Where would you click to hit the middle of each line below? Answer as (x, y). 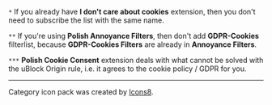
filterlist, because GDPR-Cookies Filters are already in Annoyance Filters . (133, 44)
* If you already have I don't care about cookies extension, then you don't (132, 12)
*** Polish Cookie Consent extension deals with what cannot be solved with (136, 60)
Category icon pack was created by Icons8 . (81, 92)
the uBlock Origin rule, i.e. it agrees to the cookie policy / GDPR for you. (127, 69)
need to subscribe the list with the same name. (86, 20)
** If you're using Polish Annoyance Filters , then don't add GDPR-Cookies (134, 36)
